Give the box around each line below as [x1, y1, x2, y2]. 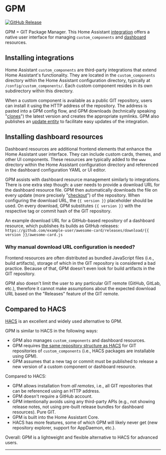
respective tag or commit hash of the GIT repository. [5, 208, 112, 214]
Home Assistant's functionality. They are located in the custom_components [5, 72, 156, 78]
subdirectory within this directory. [5, 87, 74, 94]
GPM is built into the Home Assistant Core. [12, 414, 99, 420]
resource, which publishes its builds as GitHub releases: [5, 223, 120, 229]
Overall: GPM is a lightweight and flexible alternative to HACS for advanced [5, 434, 158, 440]
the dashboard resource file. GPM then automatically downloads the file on [5, 187, 158, 193]
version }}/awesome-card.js [5, 232, 63, 237]
